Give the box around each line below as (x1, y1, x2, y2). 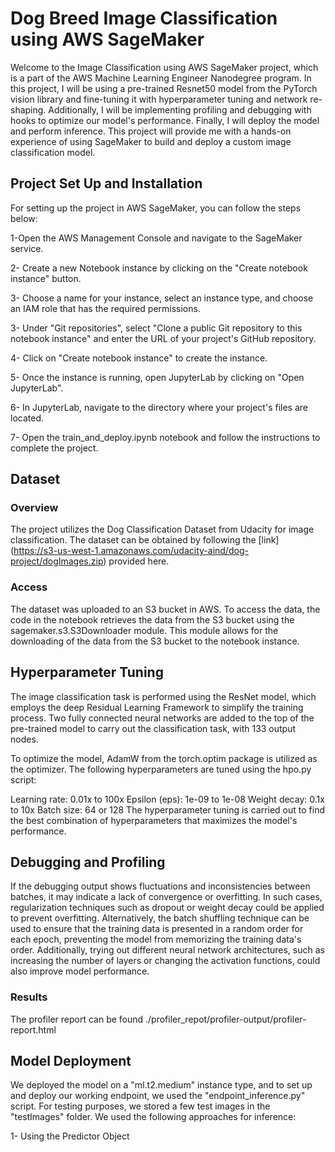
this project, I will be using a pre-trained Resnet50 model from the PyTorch (10, 82, 318, 94)
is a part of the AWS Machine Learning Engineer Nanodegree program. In (10, 72, 312, 84)
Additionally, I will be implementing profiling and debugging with (48, 103, 312, 116)
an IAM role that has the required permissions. (10, 302, 201, 314)
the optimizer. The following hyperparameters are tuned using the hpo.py (10, 763, 312, 775)
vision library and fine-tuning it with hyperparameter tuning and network (10, 93, 308, 105)
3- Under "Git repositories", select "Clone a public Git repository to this (10, 322, 303, 334)
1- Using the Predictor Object (10, 1130, 130, 1142)
